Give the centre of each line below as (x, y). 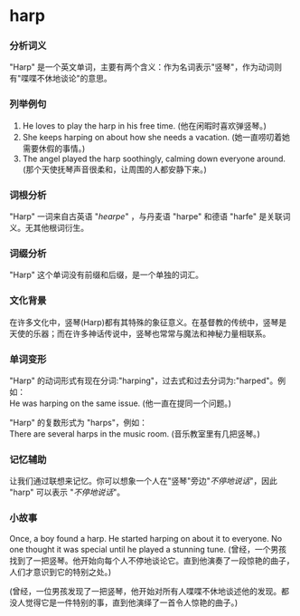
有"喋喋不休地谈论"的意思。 (61, 79)
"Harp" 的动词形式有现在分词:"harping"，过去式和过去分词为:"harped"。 (144, 380)
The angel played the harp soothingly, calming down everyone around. (154, 159)
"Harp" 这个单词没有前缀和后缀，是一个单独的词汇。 (107, 275)
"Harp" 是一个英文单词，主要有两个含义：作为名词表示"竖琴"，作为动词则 (146, 67)
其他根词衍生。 (61, 228)
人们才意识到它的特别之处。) (61, 572)
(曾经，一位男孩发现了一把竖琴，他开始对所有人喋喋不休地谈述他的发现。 (145, 591)
